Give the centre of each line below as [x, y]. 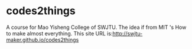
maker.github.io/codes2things [43, 40]
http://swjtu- [127, 33]
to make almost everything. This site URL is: [59, 33]
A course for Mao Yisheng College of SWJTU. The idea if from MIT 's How [96, 27]
